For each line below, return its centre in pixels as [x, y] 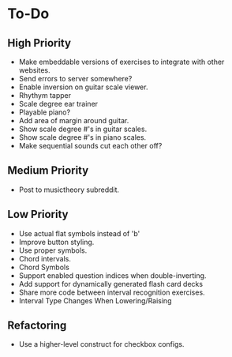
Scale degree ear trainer [58, 104]
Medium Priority [48, 171]
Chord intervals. [45, 258]
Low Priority [38, 214]
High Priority [39, 43]
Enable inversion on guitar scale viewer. [83, 87]
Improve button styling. [56, 242]
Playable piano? [45, 112]
